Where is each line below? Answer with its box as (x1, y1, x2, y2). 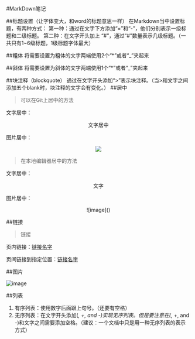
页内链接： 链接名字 (6, 244, 53, 250)
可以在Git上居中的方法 (20, 97, 74, 104)
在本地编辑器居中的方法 (20, 157, 77, 164)
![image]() (86, 207, 111, 213)
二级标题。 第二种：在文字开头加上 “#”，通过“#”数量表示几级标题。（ (16, 32, 182, 39)
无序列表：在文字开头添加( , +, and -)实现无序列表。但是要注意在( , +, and (14, 312, 190, 319)
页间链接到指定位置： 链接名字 (6, 256, 78, 262)
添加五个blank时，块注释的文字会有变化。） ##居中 (6, 84, 128, 91)
